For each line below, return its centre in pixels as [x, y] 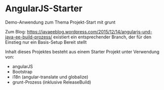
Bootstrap [22, 71]
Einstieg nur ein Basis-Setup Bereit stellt [46, 42]
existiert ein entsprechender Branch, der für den [102, 37]
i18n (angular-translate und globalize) [50, 77]
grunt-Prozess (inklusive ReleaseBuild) [52, 82]
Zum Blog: [16, 31]
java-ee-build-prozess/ [29, 37]
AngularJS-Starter [44, 9]
